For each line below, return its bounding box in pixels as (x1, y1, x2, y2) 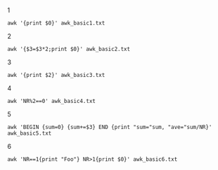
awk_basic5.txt (7, 130, 52, 137)
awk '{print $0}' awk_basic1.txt (7, 20, 105, 27)
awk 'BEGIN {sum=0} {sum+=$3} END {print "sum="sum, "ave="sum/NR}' (7, 123, 212, 130)
